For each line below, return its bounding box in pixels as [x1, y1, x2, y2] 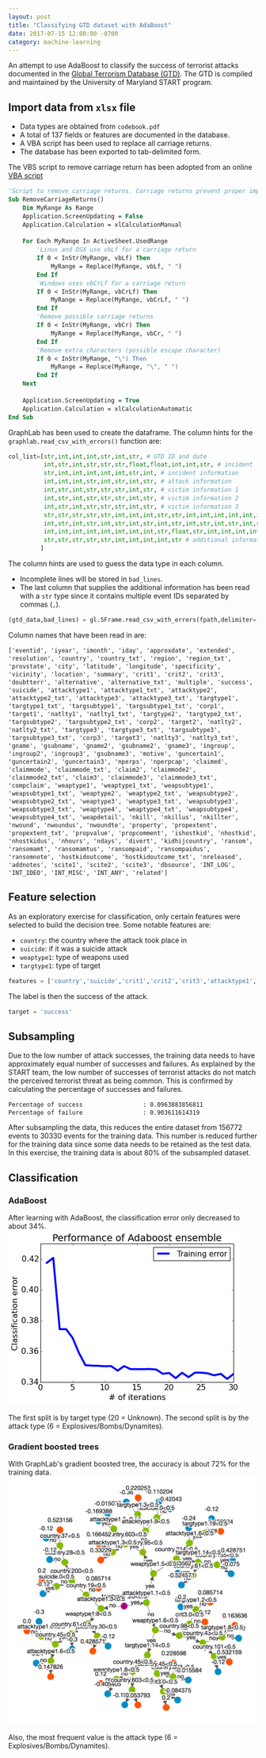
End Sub [8, 413, 34, 421]
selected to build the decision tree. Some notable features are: [8, 919, 211, 929]
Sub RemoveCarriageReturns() [8, 195, 104, 203]
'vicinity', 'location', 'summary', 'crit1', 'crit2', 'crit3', [8, 670, 225, 678]
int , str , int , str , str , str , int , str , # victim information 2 [43, 494, 239, 502]
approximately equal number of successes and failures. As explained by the [8, 1059, 256, 1069]
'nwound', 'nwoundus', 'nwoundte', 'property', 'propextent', [8, 821, 218, 829]
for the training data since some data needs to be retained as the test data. [8, 1139, 252, 1149]
